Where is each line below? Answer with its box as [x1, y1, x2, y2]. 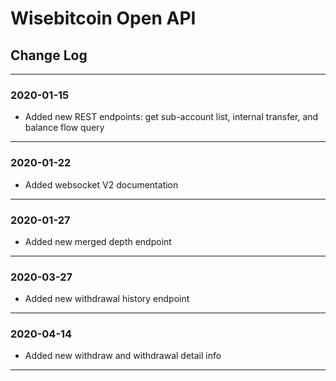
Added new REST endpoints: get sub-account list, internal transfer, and [24, 111, 319, 123]
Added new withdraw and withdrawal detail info [24, 350, 222, 362]
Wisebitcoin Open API [10, 7, 197, 30]
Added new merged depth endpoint [24, 235, 172, 247]
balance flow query [24, 122, 105, 134]
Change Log [10, 47, 88, 64]
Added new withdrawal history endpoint [24, 293, 190, 305]
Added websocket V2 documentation [24, 178, 179, 191]
